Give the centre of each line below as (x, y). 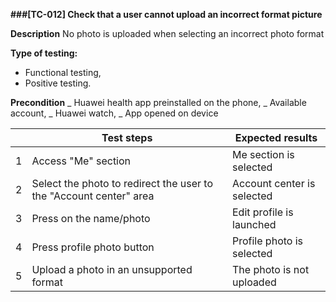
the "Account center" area (93, 196)
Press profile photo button (93, 247)
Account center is (274, 183)
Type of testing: (44, 53)
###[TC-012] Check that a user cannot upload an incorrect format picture (166, 14)
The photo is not (271, 269)
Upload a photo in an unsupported (112, 269)
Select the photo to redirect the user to (122, 183)
